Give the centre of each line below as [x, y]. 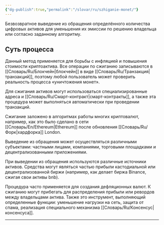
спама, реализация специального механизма [52, 208]
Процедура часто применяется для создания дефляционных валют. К [78, 187]
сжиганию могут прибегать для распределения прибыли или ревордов [80, 192]
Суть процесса [29, 50]
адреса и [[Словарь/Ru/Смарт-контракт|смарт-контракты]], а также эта [81, 97]
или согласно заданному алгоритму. [43, 34]
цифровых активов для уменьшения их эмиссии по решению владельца [81, 29]
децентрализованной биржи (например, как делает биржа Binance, [76, 172]
